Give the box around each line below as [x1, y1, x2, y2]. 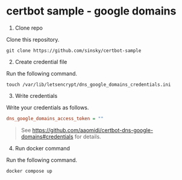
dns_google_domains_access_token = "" [6, 115, 104, 121]
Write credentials [14, 92, 58, 99]
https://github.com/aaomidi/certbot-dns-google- [32, 126, 154, 133]
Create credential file [14, 58, 67, 65]
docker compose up [6, 168, 52, 174]
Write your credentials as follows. [6, 104, 89, 111]
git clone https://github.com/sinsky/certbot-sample [6, 47, 142, 54]
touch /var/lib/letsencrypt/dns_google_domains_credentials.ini [6, 82, 171, 88]
